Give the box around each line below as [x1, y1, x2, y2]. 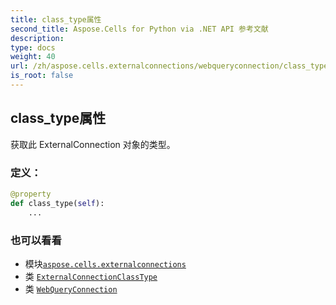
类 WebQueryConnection [24, 282, 118, 295]
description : [10, 33, 65, 43]
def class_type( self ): [10, 198, 105, 208]
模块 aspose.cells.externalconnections [24, 257, 187, 270]
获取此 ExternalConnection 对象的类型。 [10, 138, 176, 150]
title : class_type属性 [10, 14, 102, 25]
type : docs [10, 42, 56, 53]
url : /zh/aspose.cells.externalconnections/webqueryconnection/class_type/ [10, 61, 333, 71]
